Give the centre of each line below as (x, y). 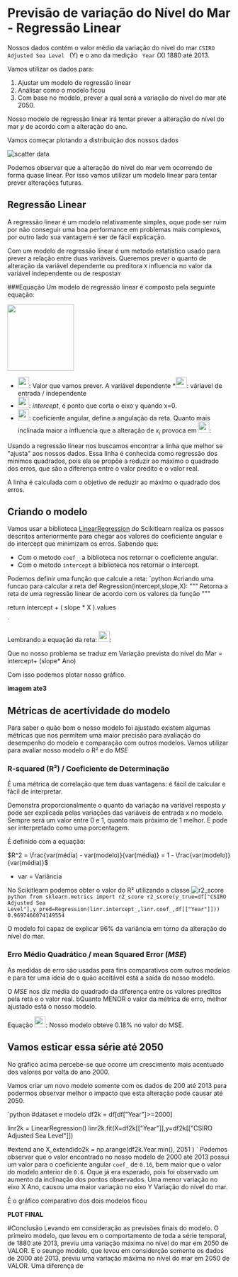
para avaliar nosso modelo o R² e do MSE (68, 750)
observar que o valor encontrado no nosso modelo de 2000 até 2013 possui (119, 1157)
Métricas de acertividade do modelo (89, 710)
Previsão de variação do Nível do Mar (119, 13)
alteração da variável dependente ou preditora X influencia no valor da (110, 265)
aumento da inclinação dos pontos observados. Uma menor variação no (113, 1179)
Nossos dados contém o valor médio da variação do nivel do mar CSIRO (111, 47)
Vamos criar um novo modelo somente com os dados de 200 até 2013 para (117, 1085)
